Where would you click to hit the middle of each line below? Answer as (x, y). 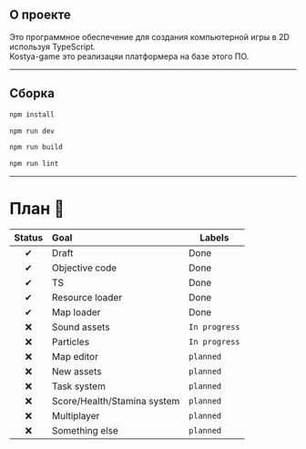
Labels (214, 238)
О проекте (40, 15)
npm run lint (34, 164)
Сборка (32, 93)
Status (29, 238)
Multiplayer (76, 416)
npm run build (36, 148)
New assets (76, 372)
